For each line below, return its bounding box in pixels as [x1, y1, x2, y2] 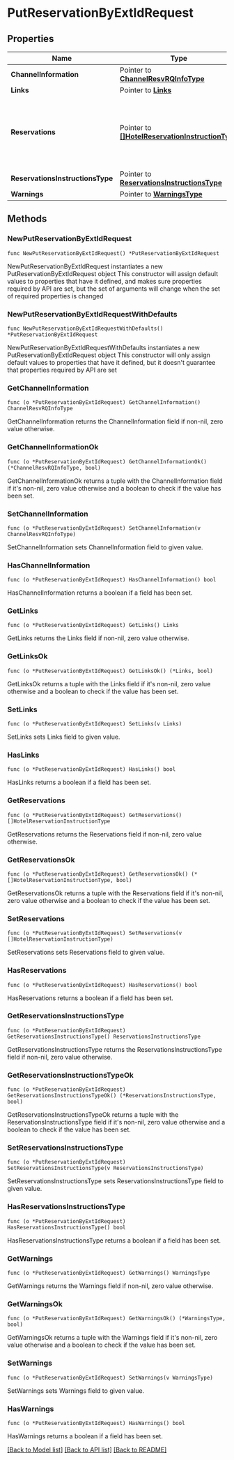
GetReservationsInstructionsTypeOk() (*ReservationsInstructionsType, [7, 1092, 217, 1099]
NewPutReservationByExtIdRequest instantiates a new [7, 262, 164, 270]
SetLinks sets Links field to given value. [7, 732, 120, 742]
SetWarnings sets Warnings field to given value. [7, 1386, 145, 1395]
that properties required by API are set [7, 366, 117, 374]
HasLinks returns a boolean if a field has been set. [7, 778, 151, 787]
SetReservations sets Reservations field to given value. [7, 948, 165, 957]
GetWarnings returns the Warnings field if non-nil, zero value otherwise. [7, 1282, 214, 1290]
